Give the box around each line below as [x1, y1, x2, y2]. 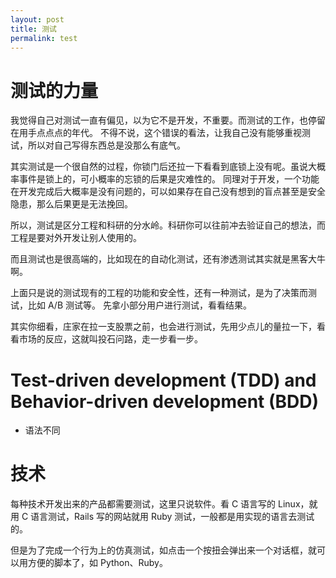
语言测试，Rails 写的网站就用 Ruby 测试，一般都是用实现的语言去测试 [30, 511, 315, 523]
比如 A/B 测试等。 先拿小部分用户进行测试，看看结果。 [27, 299, 252, 311]
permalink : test [10, 33, 78, 43]
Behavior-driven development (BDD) [10, 390, 320, 413]
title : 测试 [10, 24, 57, 34]
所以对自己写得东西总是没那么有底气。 [27, 139, 186, 151]
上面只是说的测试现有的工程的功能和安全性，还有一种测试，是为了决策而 [10, 287, 308, 299]
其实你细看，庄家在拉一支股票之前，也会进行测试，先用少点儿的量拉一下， [10, 321, 317, 333]
